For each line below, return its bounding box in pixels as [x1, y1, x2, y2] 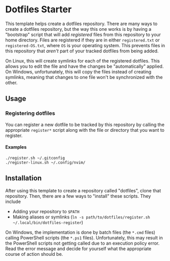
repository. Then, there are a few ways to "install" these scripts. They [5, 193, 151, 199]
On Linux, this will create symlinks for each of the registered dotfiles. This [5, 57, 160, 64]
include [5, 198, 21, 205]
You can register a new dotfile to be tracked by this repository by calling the [5, 122, 165, 128]
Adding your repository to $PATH [12, 208, 80, 214]
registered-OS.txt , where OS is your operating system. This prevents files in [5, 42, 165, 48]
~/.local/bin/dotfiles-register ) [12, 219, 83, 225]
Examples [5, 144, 27, 150]
